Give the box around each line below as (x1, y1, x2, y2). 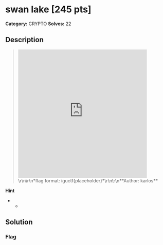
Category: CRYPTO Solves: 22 (5, 21, 71, 27)
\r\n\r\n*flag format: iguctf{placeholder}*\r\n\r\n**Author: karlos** (17, 177, 158, 183)
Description (5, 35, 44, 44)
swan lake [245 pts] (5, 4, 92, 15)
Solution (5, 218, 33, 227)
